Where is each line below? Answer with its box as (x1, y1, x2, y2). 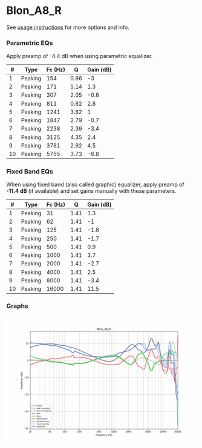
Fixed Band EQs (6, 167, 53, 175)
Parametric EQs (6, 39, 53, 47)
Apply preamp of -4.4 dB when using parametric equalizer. (6, 53, 153, 60)
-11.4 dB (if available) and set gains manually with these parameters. (6, 187, 177, 195)
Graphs (6, 302, 28, 310)
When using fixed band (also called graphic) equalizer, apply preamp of (6, 181, 184, 188)
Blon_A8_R (6, 4, 62, 18)
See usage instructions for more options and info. (6, 24, 130, 31)
